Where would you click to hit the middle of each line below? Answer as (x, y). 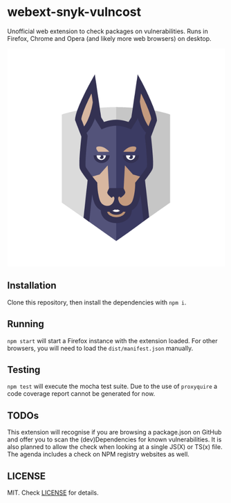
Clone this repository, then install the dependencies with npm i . (97, 302)
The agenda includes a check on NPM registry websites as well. (99, 455)
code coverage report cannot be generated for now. (81, 394)
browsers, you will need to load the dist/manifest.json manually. (100, 348)
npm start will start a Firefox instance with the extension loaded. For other (112, 340)
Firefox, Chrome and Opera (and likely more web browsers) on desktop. (110, 38)
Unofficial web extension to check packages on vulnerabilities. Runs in (108, 31)
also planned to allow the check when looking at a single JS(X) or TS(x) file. (115, 447)
